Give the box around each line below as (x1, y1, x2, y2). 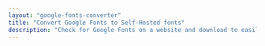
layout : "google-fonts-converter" (8, 11, 122, 19)
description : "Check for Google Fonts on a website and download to (8, 26, 238, 34)
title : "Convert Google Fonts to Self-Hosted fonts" (8, 19, 185, 27)
